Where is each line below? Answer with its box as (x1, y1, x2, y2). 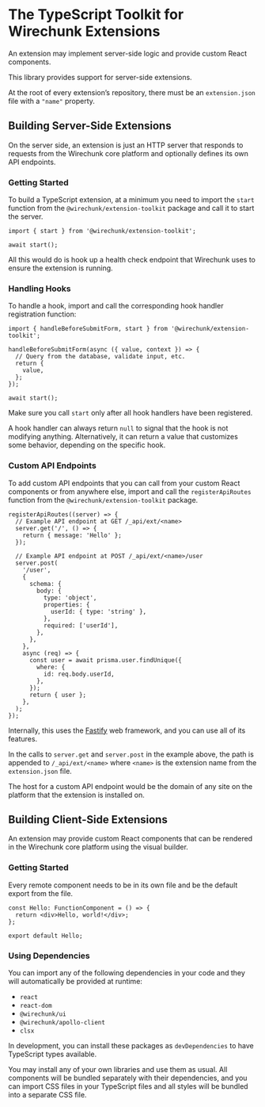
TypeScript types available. (8, 1049, 97, 1059)
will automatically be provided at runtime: (8, 977, 142, 986)
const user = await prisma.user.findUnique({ (28, 656, 182, 664)
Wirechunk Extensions (8, 22, 161, 40)
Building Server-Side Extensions (8, 119, 172, 132)
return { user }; (28, 691, 87, 699)
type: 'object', (43, 593, 97, 602)
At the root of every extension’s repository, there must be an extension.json (8, 87, 256, 97)
